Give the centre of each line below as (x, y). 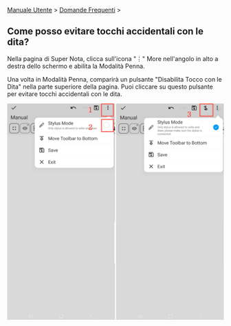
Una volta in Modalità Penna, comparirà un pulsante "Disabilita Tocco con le (114, 79)
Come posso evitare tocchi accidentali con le (106, 31)
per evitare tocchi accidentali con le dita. (65, 94)
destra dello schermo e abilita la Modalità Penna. (76, 66)
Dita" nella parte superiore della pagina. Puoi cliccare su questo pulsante (110, 86)
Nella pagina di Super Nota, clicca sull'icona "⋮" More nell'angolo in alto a (113, 58)
